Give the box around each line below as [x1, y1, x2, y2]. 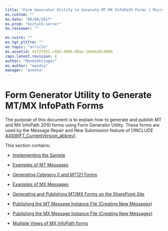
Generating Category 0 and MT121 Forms [12, 172, 97, 178]
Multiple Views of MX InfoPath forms [12, 220, 88, 226]
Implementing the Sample [12, 152, 65, 158]
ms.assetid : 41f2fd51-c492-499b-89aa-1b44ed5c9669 [5, 49, 113, 54]
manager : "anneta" [5, 68, 43, 73]
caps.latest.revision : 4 [5, 54, 57, 59]
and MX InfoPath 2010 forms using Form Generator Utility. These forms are [5, 122, 160, 128]
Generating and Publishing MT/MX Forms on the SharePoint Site [12, 191, 145, 197]
